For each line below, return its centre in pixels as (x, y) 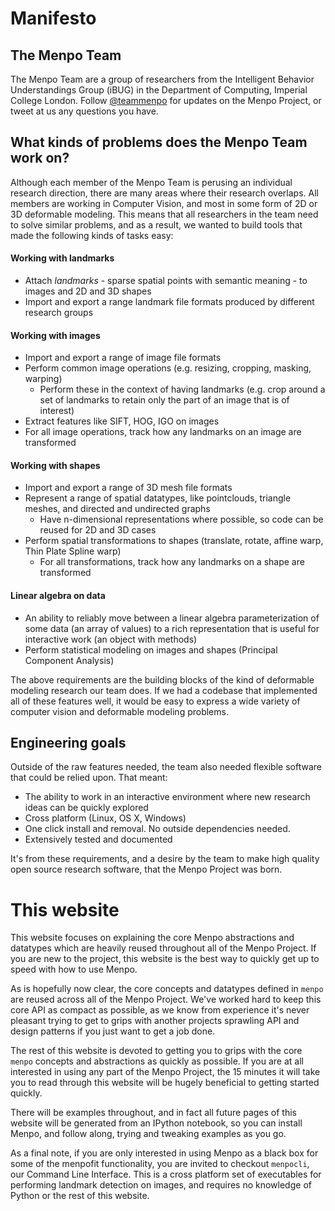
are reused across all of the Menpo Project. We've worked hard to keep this (166, 999)
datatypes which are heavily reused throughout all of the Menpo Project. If (163, 948)
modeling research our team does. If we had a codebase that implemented (164, 690)
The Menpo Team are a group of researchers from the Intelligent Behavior (162, 79)
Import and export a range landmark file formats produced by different (169, 302)
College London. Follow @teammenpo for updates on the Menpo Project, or (166, 100)
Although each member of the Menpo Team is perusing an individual (151, 182)
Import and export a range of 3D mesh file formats (128, 488)
